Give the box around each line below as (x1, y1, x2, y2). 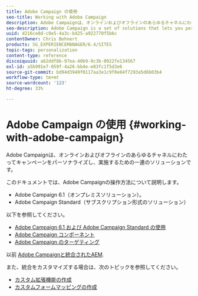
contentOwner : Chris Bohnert (6, 36, 78, 42)
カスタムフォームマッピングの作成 (14, 283, 97, 290)
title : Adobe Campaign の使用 (6, 8, 78, 15)
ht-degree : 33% (6, 86, 44, 92)
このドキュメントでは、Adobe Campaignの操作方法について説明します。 (6, 178, 182, 186)
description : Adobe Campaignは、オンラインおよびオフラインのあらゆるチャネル (6, 19, 183, 25)
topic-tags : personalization (6, 47, 78, 53)
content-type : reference (6, 53, 67, 58)
